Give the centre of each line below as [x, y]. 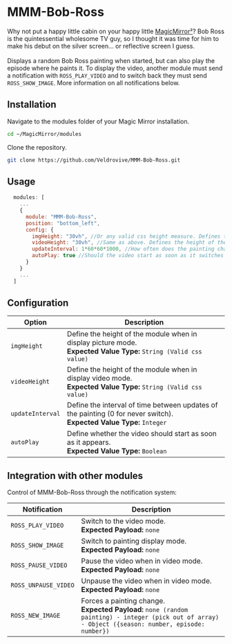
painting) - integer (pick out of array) [150, 617]
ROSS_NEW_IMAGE [36, 616]
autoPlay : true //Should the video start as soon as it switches [128, 256]
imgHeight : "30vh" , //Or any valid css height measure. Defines [126, 236]
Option [35, 322]
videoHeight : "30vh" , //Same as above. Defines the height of [123, 243]
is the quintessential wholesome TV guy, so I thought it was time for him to [113, 38]
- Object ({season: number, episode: [143, 624]
